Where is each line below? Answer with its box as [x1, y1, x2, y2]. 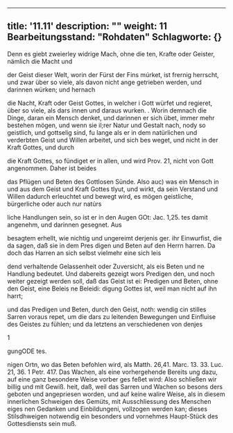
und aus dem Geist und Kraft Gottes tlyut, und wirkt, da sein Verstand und [7, 185, 218, 193]
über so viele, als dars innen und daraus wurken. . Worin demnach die [7, 106, 207, 115]
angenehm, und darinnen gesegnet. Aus [7, 220, 123, 229]
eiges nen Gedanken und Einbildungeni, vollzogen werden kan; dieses [7, 405, 208, 413]
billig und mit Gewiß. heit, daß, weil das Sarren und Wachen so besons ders [7, 382, 223, 391]
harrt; [7, 291, 23, 300]
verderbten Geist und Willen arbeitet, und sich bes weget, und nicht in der [7, 136, 218, 144]
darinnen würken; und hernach [7, 85, 96, 94]
